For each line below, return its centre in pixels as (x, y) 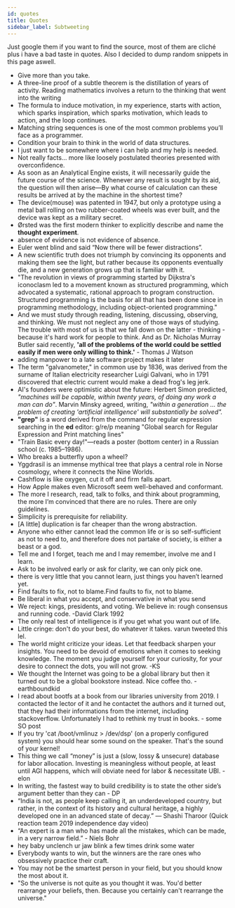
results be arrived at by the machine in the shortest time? (100, 195)
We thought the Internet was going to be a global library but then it (114, 674)
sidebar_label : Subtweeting (48, 27)
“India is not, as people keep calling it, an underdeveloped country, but (120, 801)
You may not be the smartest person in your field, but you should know (120, 868)
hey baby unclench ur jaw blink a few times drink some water (106, 846)
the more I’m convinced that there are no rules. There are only (107, 502)
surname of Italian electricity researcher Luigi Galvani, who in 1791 (113, 374)
